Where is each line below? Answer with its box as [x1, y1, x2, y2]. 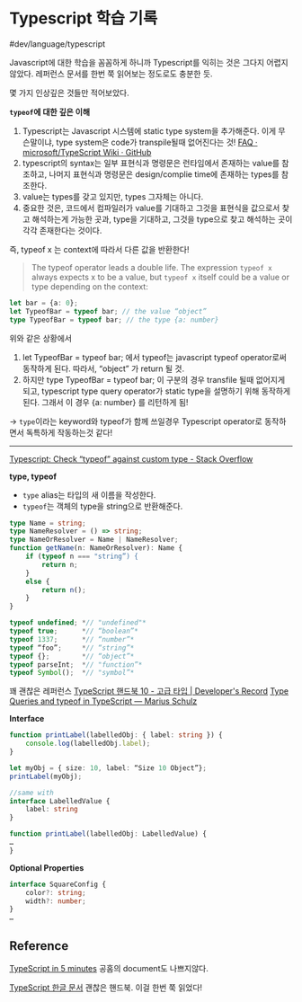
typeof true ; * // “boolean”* [9, 626, 139, 636]
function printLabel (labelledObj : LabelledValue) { [9, 829, 207, 838]
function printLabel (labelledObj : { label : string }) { [9, 731, 223, 740]
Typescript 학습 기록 [9, 8, 158, 29]
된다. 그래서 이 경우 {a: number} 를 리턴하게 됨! [22, 396, 189, 407]
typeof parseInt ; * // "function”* [9, 660, 143, 669]
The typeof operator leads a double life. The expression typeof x [31, 262, 272, 272]
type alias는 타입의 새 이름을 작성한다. [22, 489, 156, 500]
